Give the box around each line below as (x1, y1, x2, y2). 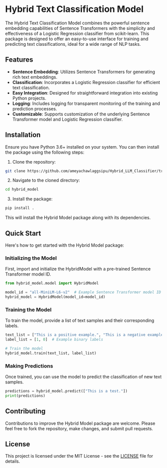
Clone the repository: (12, 159, 56, 165)
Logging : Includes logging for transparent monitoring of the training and (12, 100, 161, 106)
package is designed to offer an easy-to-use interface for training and (5, 36, 149, 42)
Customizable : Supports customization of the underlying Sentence (12, 111, 150, 117)
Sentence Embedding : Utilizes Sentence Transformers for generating (12, 69, 156, 75)
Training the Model (5, 306, 52, 313)
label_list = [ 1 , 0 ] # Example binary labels (5, 337, 103, 342)
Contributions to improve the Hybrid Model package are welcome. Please (5, 420, 156, 426)
